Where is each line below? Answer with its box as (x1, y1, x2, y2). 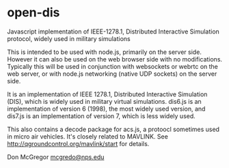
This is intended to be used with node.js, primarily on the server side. (7, 48, 202, 56)
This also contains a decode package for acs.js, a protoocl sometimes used (7, 125, 220, 133)
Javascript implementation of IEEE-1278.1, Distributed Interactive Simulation (7, 27, 220, 36)
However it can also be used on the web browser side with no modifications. (7, 55, 223, 63)
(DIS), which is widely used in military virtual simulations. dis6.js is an (7, 97, 202, 105)
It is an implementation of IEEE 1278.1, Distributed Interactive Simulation (7, 90, 208, 98)
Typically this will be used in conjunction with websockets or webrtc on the (7, 62, 219, 70)
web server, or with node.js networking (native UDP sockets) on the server (7, 70, 217, 78)
